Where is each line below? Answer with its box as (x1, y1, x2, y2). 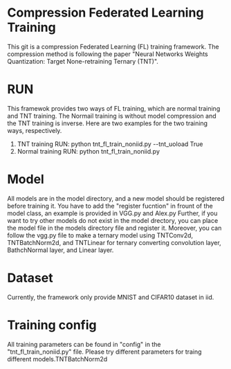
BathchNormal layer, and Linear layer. (7, 246, 114, 254)
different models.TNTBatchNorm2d (7, 354, 108, 363)
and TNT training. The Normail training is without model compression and (7, 111, 216, 120)
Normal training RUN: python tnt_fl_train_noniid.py (17, 147, 160, 155)
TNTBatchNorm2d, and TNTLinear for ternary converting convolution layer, (7, 238, 221, 246)
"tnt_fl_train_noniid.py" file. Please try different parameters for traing (7, 348, 202, 356)
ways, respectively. (7, 126, 62, 134)
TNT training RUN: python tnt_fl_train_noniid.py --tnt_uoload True (17, 140, 203, 148)
